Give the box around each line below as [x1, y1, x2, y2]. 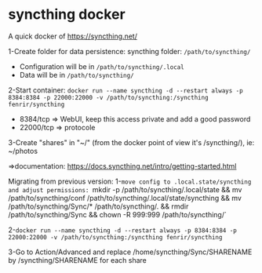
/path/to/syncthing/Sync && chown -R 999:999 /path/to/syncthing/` [8, 209, 227, 219]
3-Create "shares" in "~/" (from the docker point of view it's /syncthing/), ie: [8, 137, 255, 147]
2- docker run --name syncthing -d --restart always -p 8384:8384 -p [8, 225, 237, 235]
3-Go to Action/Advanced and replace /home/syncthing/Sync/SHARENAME [8, 247, 253, 257]
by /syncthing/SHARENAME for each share [8, 255, 147, 264]
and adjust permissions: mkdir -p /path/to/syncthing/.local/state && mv [8, 184, 242, 194]
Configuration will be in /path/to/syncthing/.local [19, 61, 184, 71]
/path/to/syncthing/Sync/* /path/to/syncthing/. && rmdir [8, 202, 189, 211]
